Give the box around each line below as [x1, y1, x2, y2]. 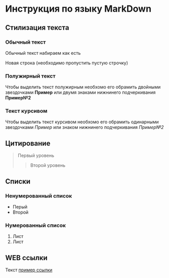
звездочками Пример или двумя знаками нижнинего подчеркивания [5, 89, 156, 95]
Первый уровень [17, 153, 55, 159]
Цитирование [5, 139, 51, 148]
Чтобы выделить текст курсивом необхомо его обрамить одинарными [5, 119, 159, 125]
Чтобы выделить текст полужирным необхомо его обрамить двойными [5, 84, 161, 90]
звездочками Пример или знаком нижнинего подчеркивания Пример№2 [5, 124, 164, 130]
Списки [5, 177, 31, 186]
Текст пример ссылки [5, 267, 53, 273]
